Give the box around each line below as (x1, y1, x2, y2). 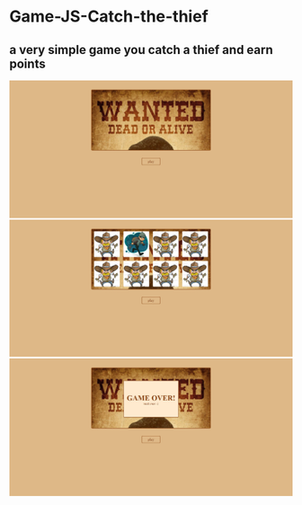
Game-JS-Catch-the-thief (9, 6, 209, 27)
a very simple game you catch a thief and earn (9, 42, 274, 58)
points (9, 56, 47, 71)
